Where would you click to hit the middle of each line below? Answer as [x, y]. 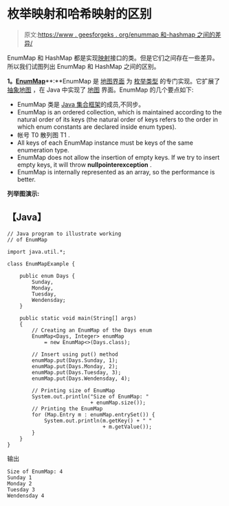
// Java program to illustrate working [64, 234]
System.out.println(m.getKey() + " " [98, 421]
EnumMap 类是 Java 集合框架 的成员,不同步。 [81, 104]
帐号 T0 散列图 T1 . [43, 134]
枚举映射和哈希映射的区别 [80, 14]
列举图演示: [23, 193]
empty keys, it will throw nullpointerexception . [84, 164]
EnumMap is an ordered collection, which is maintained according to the [119, 112]
